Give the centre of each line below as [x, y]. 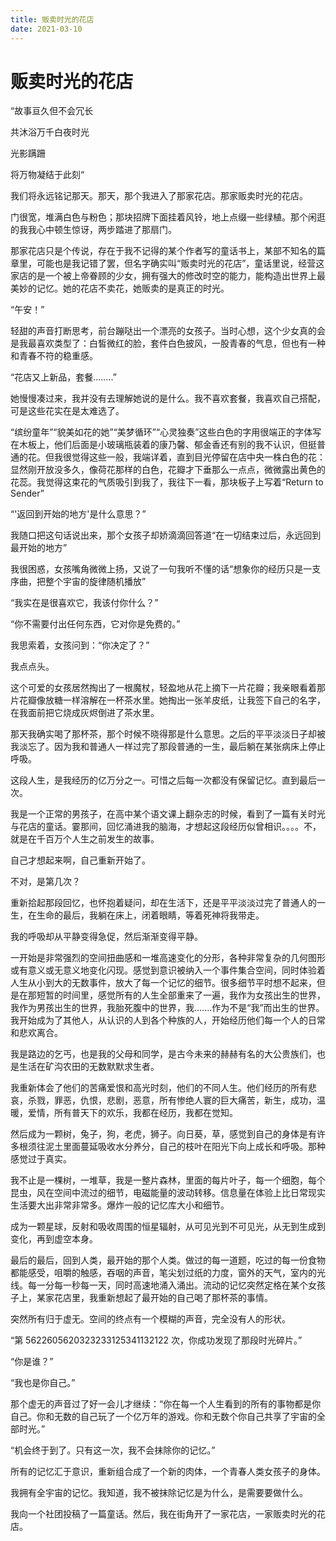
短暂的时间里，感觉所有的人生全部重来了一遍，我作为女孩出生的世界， [181, 995]
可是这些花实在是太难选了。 [67, 411]
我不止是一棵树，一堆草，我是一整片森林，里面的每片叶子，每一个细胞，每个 [168, 1180]
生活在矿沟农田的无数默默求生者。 [89, 1067]
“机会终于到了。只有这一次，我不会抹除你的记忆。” [113, 1450]
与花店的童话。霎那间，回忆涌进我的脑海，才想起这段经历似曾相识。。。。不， [166, 827]
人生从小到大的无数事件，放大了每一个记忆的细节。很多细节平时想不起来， [163, 983]
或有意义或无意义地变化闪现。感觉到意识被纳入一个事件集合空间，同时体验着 [168, 970]
